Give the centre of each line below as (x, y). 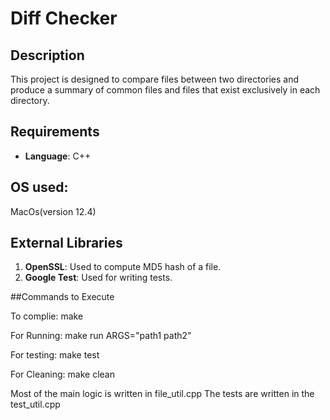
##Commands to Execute (62, 297)
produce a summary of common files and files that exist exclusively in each (165, 90)
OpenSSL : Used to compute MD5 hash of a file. (123, 267)
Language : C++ (58, 156)
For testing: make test (55, 355)
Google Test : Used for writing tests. (98, 278)
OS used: (39, 187)
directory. (30, 100)
